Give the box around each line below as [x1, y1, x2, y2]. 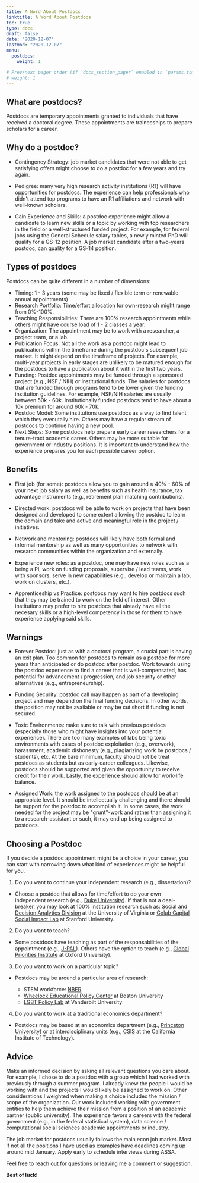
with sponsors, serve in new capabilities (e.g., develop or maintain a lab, [14, 572, 191, 579]
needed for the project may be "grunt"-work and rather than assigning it [14, 809, 191, 816]
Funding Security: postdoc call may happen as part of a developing [14, 691, 179, 698]
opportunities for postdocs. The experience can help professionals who [14, 189, 190, 196]
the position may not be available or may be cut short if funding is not [14, 703, 185, 711]
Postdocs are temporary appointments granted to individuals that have [6, 112, 178, 120]
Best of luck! [6, 1171, 38, 1178]
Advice [6, 1051, 33, 1062]
